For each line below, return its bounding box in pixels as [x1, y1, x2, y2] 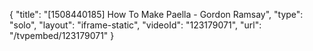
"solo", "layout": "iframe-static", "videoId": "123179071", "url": [9, 19, 262, 31]
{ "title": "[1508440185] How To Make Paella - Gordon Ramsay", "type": [9, 9, 304, 20]
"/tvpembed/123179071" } [9, 30, 115, 41]
